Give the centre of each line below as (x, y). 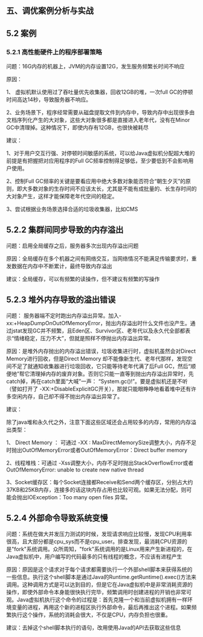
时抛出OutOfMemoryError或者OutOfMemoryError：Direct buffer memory (97, 450)
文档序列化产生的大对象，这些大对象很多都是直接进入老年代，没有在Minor (98, 120)
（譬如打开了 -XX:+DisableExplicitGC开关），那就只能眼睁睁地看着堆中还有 (99, 389)
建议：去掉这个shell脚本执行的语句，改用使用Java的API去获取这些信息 (94, 627)
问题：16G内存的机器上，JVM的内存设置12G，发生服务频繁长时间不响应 (95, 66)
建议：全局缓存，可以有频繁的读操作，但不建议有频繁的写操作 (83, 279)
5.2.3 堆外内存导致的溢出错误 (61, 300)
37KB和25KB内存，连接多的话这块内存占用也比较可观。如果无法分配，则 (96, 490)
